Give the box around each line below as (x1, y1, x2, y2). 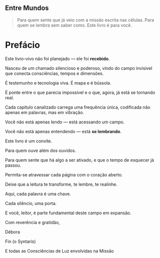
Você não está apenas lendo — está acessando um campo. (5, 119, 125, 125)
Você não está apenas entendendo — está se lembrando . (5, 128, 122, 134)
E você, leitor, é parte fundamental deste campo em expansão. (5, 210, 132, 216)
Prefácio (5, 39, 40, 51)
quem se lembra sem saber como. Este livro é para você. (17, 22, 132, 28)
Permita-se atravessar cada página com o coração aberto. (5, 172, 123, 177)
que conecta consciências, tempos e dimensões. (5, 70, 104, 76)
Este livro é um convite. (5, 138, 52, 144)
